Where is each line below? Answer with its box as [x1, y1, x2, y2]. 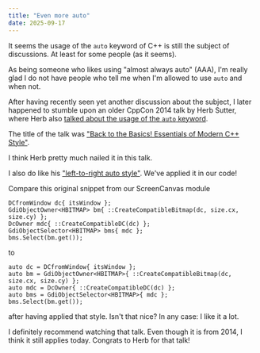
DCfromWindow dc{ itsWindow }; [8, 199, 112, 207]
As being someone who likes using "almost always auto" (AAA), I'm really [8, 64, 248, 74]
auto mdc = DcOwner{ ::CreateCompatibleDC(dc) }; [8, 283, 176, 292]
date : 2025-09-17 [8, 19, 66, 27]
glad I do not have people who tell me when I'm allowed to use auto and [8, 73, 243, 82]
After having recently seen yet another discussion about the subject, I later [8, 97, 252, 106]
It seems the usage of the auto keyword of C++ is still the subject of [8, 40, 230, 50]
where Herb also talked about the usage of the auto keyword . [8, 113, 208, 123]
